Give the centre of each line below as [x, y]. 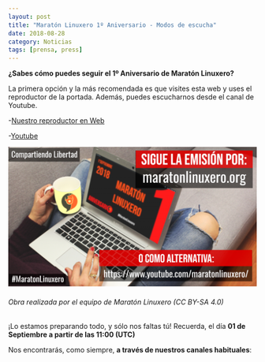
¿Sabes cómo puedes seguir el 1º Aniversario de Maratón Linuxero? [121, 73]
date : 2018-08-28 [37, 33]
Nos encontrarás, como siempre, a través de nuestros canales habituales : [130, 350]
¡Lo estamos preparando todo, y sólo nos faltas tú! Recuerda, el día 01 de [127, 327]
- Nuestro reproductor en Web [56, 121]
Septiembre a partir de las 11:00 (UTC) [72, 334]
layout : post [30, 17]
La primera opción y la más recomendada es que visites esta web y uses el [130, 89]
